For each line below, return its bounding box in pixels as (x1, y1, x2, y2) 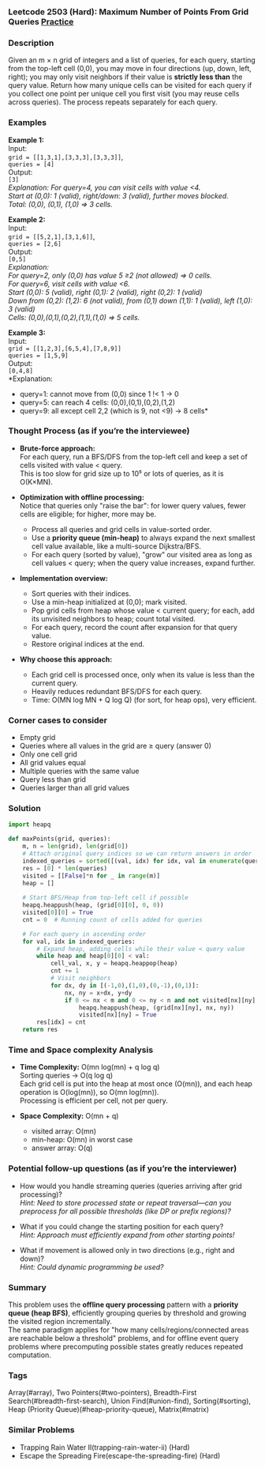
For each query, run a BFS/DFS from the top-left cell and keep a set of (19, 451, 248, 461)
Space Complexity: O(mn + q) (19, 1111, 119, 1121)
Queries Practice (8, 16, 74, 27)
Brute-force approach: (19, 443, 96, 453)
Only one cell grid (19, 749, 77, 759)
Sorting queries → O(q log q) (19, 1070, 114, 1081)
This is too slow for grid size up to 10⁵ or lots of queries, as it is (19, 469, 224, 478)
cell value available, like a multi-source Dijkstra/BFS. (31, 541, 201, 551)
